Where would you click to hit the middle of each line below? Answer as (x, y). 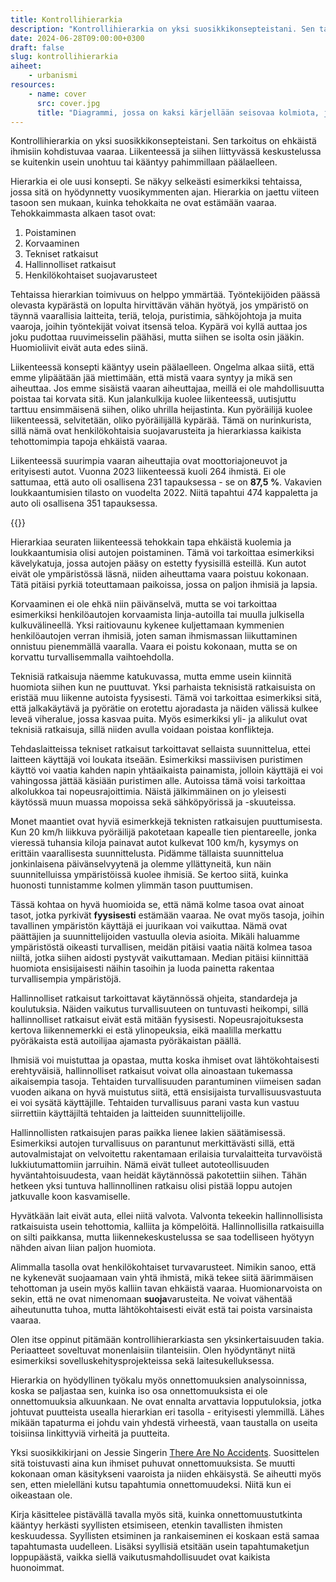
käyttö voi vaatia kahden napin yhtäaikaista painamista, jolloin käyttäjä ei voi (166, 770)
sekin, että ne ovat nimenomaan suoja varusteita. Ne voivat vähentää (151, 1299)
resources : (33, 85)
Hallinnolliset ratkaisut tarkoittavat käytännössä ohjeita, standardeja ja (154, 998)
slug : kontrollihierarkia (64, 57)
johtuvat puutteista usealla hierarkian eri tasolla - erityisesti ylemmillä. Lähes (167, 1412)
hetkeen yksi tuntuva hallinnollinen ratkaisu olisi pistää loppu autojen (151, 1186)
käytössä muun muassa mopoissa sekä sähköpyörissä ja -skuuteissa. (153, 802)
